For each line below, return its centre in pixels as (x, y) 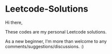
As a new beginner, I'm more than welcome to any (56, 41)
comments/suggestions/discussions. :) (44, 46)
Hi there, (14, 22)
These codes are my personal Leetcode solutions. (56, 32)
